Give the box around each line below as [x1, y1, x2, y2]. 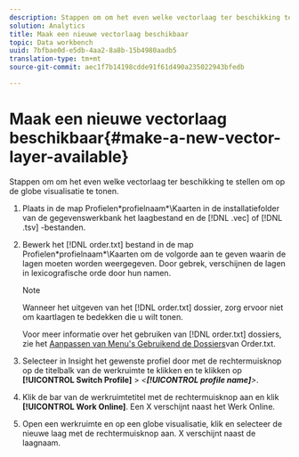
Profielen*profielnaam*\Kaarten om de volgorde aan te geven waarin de [21, 249, 287, 259]
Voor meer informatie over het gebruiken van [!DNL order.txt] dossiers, [21, 329, 282, 339]
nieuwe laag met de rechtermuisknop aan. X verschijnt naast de [21, 428, 256, 438]
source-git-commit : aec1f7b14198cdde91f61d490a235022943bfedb [9, 63, 245, 72]
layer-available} [9, 147, 129, 167]
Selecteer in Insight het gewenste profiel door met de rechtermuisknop [21, 355, 282, 366]
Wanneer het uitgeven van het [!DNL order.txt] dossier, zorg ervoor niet [21, 302, 284, 313]
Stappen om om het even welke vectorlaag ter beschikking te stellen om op [9, 175, 286, 187]
